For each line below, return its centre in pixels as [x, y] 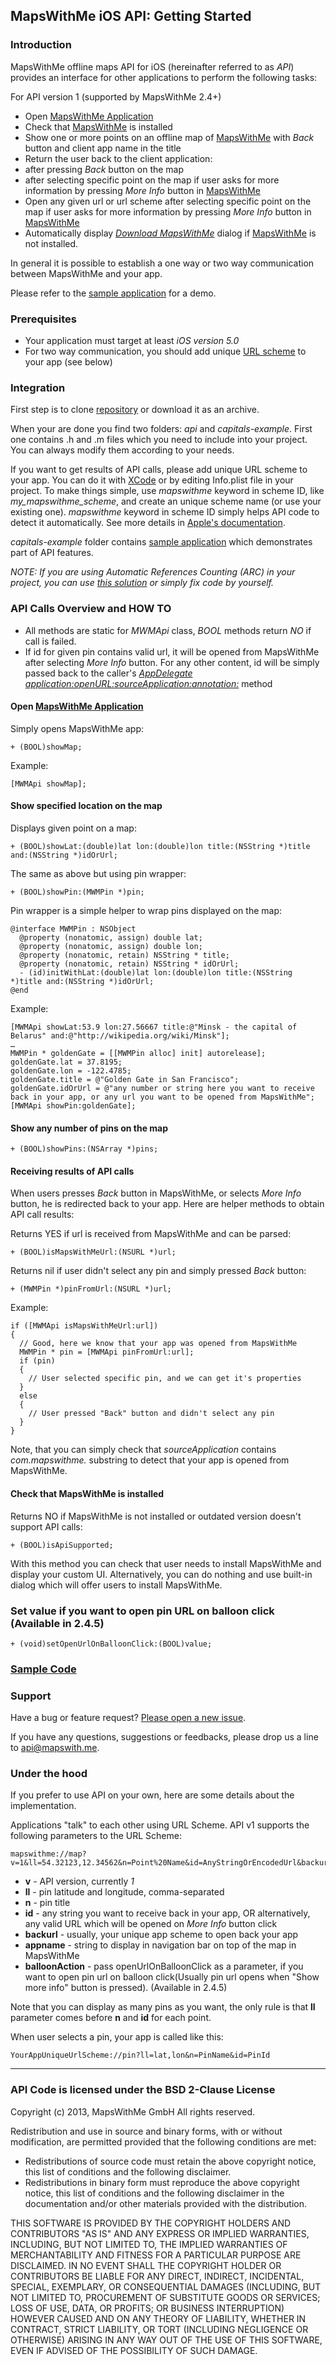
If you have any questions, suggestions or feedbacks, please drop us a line [164, 1737]
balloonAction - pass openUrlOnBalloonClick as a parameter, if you [164, 1966]
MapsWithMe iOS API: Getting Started [131, 16]
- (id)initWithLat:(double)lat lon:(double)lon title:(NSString [156, 972]
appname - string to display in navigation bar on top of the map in [160, 1945]
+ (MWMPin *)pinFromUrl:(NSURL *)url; [91, 1289]
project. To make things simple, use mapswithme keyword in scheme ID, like [167, 491]
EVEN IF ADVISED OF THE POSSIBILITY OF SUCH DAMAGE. [134, 2350]
